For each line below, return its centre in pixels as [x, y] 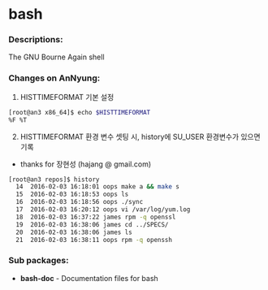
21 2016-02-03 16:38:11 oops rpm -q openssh [94, 240]
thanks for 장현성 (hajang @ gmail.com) [86, 164]
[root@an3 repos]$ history [54, 180]
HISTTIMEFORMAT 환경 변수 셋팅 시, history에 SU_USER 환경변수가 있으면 [140, 136]
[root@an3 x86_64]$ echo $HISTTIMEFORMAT [80, 112]
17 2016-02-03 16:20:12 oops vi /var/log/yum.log [103, 210]
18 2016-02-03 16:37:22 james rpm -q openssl [96, 217]
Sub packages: [39, 261]
